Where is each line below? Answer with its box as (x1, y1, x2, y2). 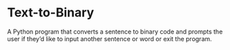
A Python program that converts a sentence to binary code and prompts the (7, 27, 223, 36)
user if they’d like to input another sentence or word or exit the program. (7, 34, 212, 42)
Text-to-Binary (7, 5, 95, 21)
